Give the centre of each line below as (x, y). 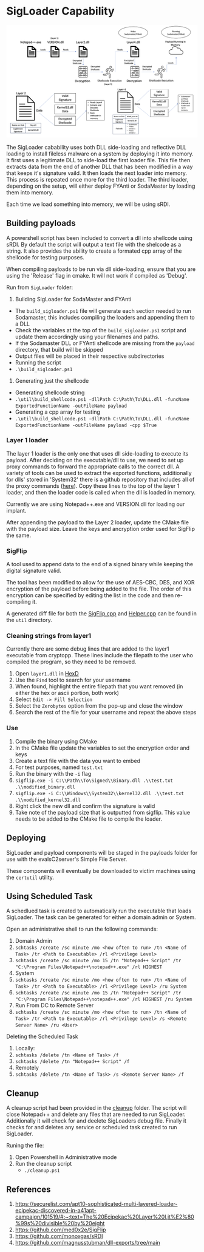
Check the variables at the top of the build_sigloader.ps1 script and (100, 330)
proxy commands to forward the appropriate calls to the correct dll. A (93, 467)
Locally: (25, 1048)
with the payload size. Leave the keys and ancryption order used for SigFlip (101, 529)
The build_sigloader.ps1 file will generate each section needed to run (103, 310)
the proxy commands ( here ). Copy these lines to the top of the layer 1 (93, 486)
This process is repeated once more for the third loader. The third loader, (97, 179)
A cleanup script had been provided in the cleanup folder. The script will (97, 1108)
